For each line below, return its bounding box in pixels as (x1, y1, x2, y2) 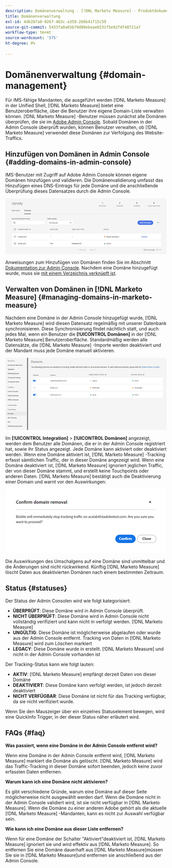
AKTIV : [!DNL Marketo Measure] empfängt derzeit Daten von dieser (12, 671, 157, 677)
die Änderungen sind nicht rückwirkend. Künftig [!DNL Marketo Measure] (5, 564, 160, 570)
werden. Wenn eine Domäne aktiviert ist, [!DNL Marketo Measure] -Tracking (5, 451, 165, 457)
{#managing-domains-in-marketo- (38, 293, 153, 302)
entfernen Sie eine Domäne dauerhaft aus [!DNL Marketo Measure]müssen (5, 846, 163, 853)
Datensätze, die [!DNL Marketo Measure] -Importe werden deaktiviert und (5, 342, 161, 348)
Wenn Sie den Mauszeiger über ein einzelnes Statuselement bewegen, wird (5, 708, 165, 715)
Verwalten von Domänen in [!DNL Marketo (5, 285, 142, 294)
